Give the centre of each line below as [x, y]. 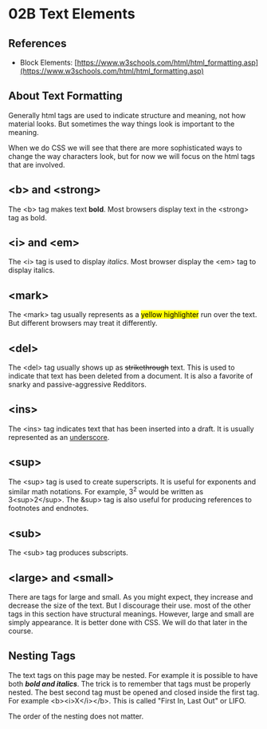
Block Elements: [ [48, 62]
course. [21, 631]
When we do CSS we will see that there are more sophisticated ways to [126, 148]
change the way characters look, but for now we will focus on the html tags [132, 156]
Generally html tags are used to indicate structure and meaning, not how [127, 115]
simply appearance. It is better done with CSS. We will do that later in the [128, 622]
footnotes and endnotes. [49, 509]
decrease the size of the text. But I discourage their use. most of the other [130, 605]
